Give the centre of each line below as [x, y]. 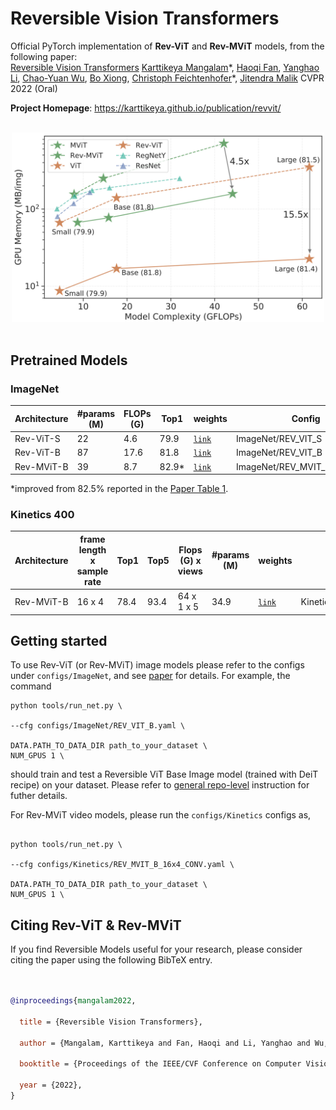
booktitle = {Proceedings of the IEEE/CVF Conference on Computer [160, 1064]
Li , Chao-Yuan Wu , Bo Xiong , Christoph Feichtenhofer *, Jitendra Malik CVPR [167, 78]
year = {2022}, [51, 1085]
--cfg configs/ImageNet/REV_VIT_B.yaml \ [98, 726]
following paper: [44, 56]
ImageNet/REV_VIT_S [279, 439]
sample [92, 571]
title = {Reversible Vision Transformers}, [111, 1022]
